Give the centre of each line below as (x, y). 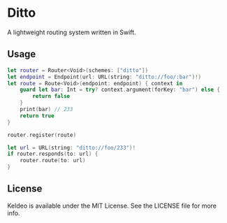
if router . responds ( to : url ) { (53, 154)
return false (51, 96)
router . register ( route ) (42, 135)
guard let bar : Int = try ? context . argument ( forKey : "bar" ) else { (120, 90)
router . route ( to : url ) (53, 161)
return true (37, 116)
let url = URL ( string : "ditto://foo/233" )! (72, 148)
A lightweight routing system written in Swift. (72, 32)
